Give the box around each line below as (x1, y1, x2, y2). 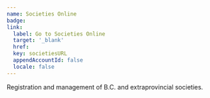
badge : (6, 17, 26, 24)
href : (13, 43, 30, 50)
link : (6, 23, 23, 31)
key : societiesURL (13, 50, 68, 58)
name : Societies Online (6, 10, 77, 18)
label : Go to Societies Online (13, 30, 106, 38)
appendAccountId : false (13, 57, 83, 64)
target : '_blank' (13, 37, 65, 44)
